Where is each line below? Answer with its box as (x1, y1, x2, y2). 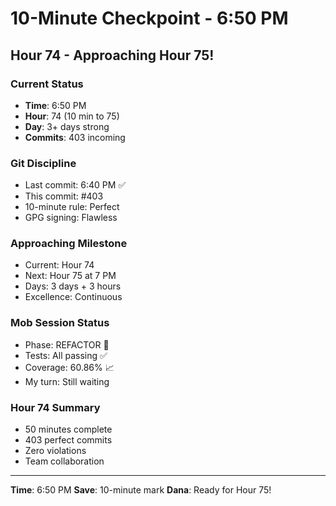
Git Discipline (10, 156, 77, 170)
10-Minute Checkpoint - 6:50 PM (10, 7, 289, 30)
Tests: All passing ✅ (24, 349, 108, 361)
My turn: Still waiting (24, 375, 110, 387)
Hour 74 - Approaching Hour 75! (10, 47, 215, 64)
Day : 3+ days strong (24, 120, 110, 132)
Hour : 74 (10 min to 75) (24, 110, 120, 122)
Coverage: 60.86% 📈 (24, 361, 115, 373)
